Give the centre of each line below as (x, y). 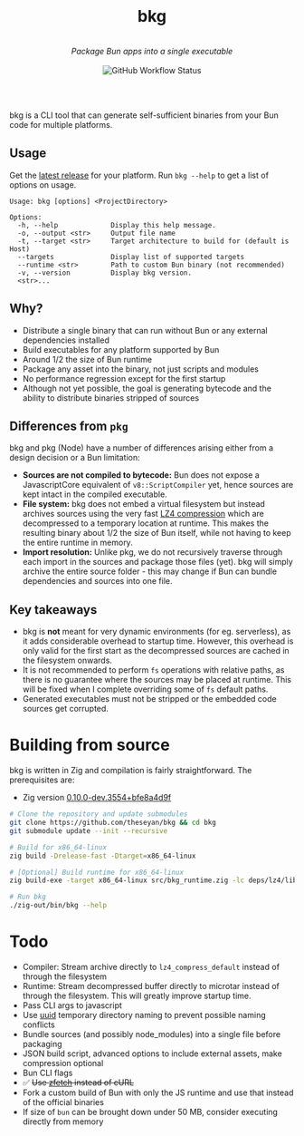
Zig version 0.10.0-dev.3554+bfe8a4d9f (97, 798)
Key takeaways (53, 610)
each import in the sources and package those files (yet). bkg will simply (158, 562)
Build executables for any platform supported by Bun (121, 349)
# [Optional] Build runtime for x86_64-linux (96, 872)
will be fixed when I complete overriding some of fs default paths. (145, 689)
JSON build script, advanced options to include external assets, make (152, 1053)
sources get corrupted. (65, 709)
